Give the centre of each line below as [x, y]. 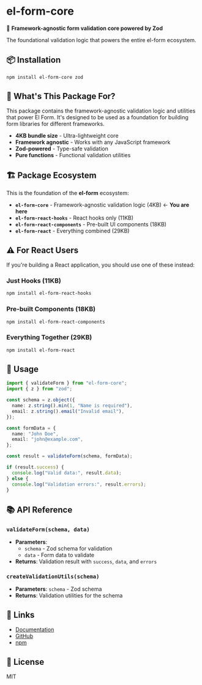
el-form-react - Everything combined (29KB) [72, 231]
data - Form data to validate [59, 555]
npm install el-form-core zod [45, 77]
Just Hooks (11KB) [34, 281]
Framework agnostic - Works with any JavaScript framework [93, 143]
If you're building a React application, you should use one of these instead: [100, 265]
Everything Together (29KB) [49, 338]
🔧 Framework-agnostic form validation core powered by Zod [85, 28]
